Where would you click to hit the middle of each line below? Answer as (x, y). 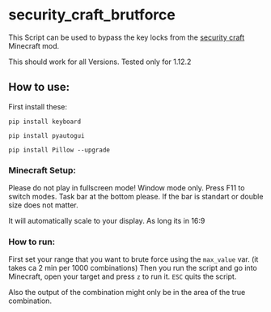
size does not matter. (43, 205)
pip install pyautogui (47, 135)
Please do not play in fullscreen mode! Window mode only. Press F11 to (127, 188)
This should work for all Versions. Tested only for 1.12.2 (100, 62)
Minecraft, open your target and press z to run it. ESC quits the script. (123, 276)
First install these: (38, 106)
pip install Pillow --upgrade (59, 150)
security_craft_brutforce (92, 15)
